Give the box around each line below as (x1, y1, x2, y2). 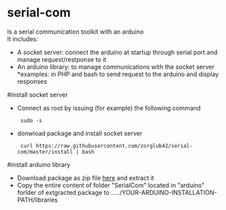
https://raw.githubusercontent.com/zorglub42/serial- (35, 142, 193, 149)
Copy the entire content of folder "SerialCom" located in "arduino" (16, 180, 205, 189)
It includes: (7, 34, 38, 43)
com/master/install (16, 148, 74, 155)
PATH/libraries (16, 196, 58, 204)
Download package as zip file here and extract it (16, 174, 155, 182)
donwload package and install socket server (16, 129, 143, 137)
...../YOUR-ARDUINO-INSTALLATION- (111, 188, 218, 196)
